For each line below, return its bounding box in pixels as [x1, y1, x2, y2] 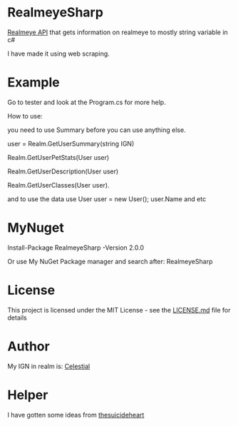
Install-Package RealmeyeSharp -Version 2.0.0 [7, 243, 145, 252]
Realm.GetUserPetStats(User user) [7, 153, 110, 161]
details [7, 313, 27, 322]
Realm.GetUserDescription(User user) [7, 167, 119, 176]
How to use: [7, 111, 43, 120]
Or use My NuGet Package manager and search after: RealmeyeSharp [7, 257, 213, 265]
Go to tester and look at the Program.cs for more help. [7, 98, 166, 106]
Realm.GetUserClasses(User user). [7, 181, 110, 189]
